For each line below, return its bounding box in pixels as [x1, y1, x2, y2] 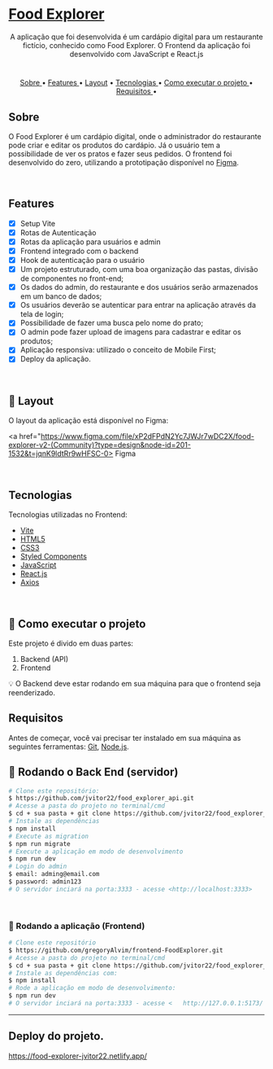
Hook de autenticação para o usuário [19, 256, 145, 265]
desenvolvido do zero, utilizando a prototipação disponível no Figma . [8, 157, 240, 167]
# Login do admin [8, 862, 67, 871]
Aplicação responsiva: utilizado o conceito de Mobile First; [19, 345, 217, 355]
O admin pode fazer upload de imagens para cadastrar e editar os [19, 327, 241, 337]
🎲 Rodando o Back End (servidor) [8, 765, 179, 779]
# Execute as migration [8, 832, 89, 840]
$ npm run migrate [8, 839, 71, 848]
